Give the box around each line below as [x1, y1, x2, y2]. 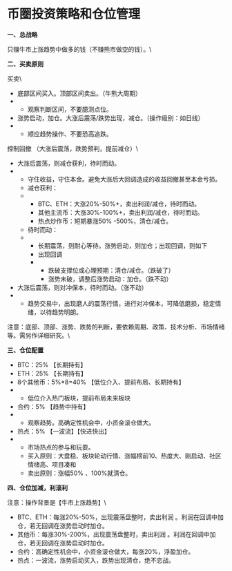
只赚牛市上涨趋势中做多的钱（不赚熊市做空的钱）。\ [7, 45, 152, 53]
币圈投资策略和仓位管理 [7, 6, 141, 22]
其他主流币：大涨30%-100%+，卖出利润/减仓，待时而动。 [37, 208, 204, 216]
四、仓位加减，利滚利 [7, 483, 68, 492]
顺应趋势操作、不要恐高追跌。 [27, 129, 113, 138]
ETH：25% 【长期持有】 [17, 369, 88, 377]
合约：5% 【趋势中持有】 [17, 402, 90, 411]
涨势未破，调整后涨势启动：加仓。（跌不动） [48, 274, 173, 283]
